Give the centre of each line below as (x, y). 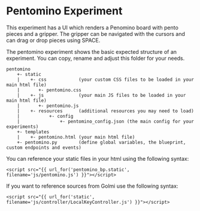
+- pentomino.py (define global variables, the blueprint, (101, 142)
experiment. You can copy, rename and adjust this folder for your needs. (96, 58)
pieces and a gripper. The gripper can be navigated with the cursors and (96, 33)
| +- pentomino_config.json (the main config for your (106, 121)
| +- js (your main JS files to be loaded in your (101, 95)
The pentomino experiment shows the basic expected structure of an (92, 51)
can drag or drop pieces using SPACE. (53, 40)
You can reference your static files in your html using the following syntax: (98, 158)
